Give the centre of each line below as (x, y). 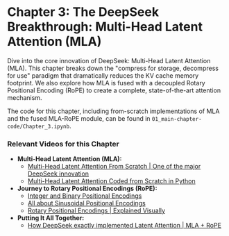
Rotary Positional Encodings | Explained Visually (96, 211)
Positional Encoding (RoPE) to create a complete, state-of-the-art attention (114, 90)
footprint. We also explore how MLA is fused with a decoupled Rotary (107, 83)
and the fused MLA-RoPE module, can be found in (79, 118)
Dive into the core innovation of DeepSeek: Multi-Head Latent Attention (109, 60)
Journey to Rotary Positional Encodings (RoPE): (87, 189)
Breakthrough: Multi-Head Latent (105, 27)
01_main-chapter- (177, 119)
